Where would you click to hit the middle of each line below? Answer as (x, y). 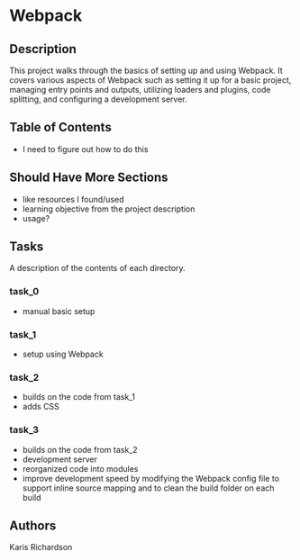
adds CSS (41, 407)
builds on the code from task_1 (78, 397)
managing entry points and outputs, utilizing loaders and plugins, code (140, 90)
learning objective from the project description (109, 209)
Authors (33, 526)
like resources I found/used (73, 199)
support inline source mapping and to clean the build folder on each (148, 488)
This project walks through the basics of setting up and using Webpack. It (146, 70)
